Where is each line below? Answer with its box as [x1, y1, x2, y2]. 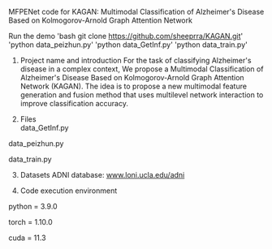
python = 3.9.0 [8, 202, 58, 211]
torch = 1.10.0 [8, 217, 53, 226]
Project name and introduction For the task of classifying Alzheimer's [19, 56, 252, 65]
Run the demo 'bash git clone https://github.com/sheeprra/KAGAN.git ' [8, 32, 244, 41]
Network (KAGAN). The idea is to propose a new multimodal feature [19, 81, 248, 91]
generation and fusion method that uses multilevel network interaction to [19, 90, 264, 100]
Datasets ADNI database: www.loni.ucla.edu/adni [19, 170, 185, 179]
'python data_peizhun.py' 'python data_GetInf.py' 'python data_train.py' [8, 40, 248, 49]
